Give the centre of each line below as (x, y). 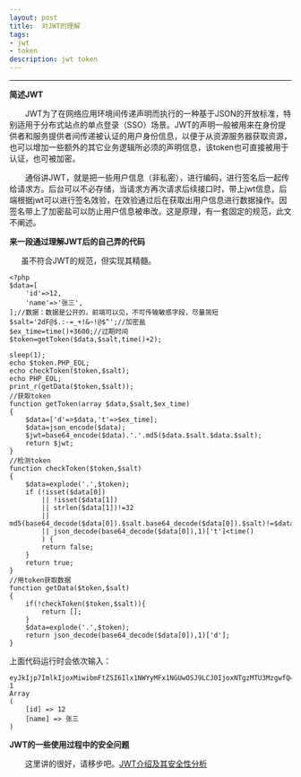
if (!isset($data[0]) (65, 492)
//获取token (30, 396)
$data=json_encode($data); (76, 428)
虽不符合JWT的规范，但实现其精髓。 (89, 260)
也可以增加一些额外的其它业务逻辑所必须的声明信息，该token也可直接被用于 (149, 147)
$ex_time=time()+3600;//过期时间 (69, 331)
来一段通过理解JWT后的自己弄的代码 (77, 242)
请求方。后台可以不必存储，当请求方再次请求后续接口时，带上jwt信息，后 (152, 189)
